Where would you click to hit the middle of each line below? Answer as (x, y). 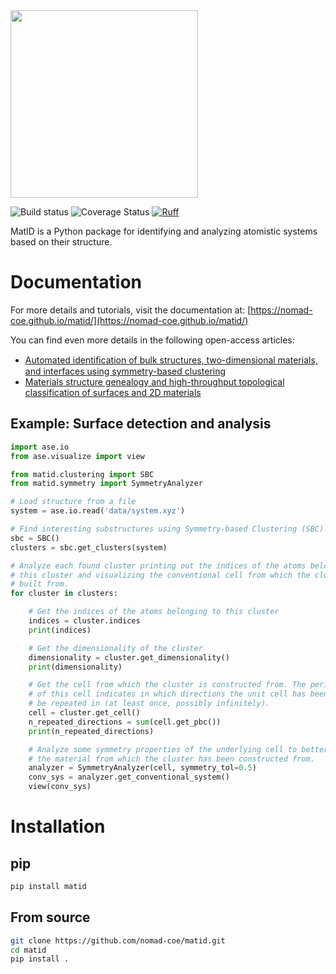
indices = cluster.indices (84, 621)
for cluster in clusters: (64, 594)
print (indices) (60, 630)
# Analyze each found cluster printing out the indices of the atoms (158, 565)
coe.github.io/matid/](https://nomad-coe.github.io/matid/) (129, 320)
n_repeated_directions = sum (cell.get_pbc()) (125, 722)
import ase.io (40, 447)
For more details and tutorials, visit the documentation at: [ (131, 310)
